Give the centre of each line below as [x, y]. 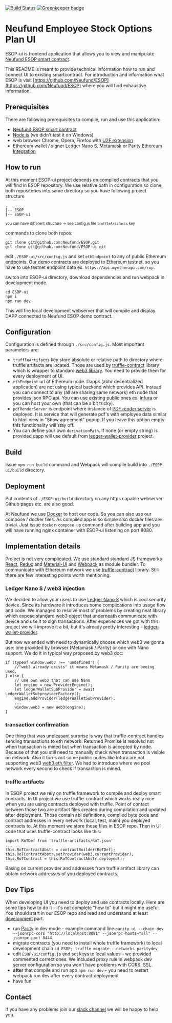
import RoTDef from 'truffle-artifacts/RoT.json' [59, 841]
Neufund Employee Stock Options [79, 29]
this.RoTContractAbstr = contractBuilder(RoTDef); [60, 850]
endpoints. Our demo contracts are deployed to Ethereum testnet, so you [82, 262]
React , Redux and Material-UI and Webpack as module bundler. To [76, 564]
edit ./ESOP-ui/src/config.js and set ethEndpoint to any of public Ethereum [86, 256]
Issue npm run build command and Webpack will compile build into [76, 465]
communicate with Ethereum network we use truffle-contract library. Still [82, 569]
